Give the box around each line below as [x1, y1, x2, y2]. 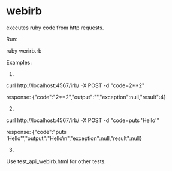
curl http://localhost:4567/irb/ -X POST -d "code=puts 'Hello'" [6, 117, 160, 124]
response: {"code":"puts [6, 128, 67, 135]
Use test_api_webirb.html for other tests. [6, 157, 106, 165]
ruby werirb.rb [6, 47, 42, 54]
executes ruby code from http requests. [6, 24, 104, 31]
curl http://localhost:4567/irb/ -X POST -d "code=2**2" [6, 82, 145, 89]
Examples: [6, 59, 32, 66]
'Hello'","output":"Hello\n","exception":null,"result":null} [6, 135, 142, 142]
